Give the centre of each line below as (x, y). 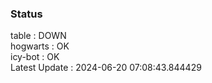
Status (26, 14)
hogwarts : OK (40, 46)
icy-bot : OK (35, 57)
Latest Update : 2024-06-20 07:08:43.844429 (106, 68)
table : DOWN (38, 36)
